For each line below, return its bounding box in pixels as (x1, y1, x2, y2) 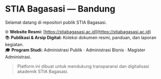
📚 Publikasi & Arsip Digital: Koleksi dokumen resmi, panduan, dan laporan (5, 34, 157, 40)
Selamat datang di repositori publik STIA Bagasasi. (5, 19, 107, 25)
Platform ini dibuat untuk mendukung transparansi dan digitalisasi (17, 63, 149, 69)
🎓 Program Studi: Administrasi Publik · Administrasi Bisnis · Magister (5, 47, 146, 53)
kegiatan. (5, 41, 24, 47)
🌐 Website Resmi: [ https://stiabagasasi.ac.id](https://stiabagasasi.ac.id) (5, 29, 151, 34)
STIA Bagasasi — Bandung (5, 3, 115, 15)
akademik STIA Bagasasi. (17, 68, 69, 74)
